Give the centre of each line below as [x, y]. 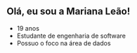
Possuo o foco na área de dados [64, 43]
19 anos [28, 28]
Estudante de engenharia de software [71, 36]
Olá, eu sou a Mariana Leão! [68, 12]
